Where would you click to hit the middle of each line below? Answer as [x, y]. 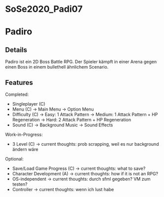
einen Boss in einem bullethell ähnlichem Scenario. [57, 67]
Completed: [17, 94]
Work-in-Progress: [24, 135]
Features [19, 82]
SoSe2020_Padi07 [44, 9]
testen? [20, 184]
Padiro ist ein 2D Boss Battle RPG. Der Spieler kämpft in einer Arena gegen [81, 62]
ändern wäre [25, 149]
